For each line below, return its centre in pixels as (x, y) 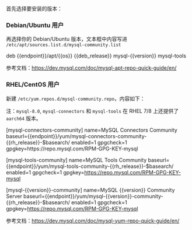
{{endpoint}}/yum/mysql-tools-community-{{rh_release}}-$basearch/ (90, 166)
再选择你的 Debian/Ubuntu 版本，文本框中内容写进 (67, 39)
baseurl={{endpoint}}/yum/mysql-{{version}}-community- (93, 196)
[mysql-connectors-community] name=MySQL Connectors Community (92, 130)
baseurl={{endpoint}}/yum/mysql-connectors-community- (76, 136)
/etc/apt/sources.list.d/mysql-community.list (64, 45)
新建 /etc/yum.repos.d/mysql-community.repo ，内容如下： (76, 98)
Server (14, 196)
